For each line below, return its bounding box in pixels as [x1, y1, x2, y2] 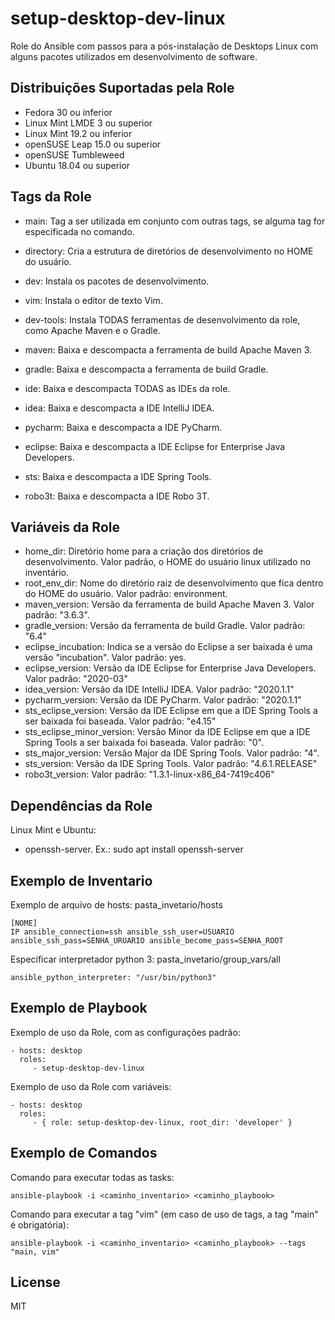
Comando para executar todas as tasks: [10, 1171, 175, 1183]
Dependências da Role [10, 797, 153, 814]
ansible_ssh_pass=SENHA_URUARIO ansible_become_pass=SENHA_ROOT [10, 936, 284, 946]
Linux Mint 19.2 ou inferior [24, 127, 133, 139]
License [10, 1274, 61, 1291]
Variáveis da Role [10, 518, 120, 536]
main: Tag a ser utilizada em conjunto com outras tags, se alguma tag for [24, 215, 326, 227]
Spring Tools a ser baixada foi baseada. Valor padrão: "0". [24, 737, 265, 749]
